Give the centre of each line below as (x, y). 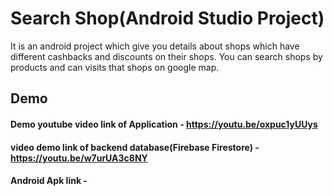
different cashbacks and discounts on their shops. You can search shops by (166, 56)
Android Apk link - (49, 181)
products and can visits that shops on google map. (115, 67)
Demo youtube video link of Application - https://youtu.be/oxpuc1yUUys (164, 124)
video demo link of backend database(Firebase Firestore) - (135, 147)
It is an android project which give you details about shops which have (155, 46)
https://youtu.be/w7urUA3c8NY (79, 158)
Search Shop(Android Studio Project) (167, 18)
